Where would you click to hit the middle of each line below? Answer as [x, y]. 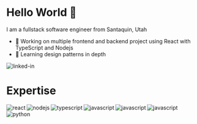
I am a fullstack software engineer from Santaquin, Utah [77, 29]
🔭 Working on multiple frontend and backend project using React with [103, 41]
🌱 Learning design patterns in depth [60, 54]
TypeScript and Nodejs [44, 48]
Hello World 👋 [42, 13]
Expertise [31, 91]
